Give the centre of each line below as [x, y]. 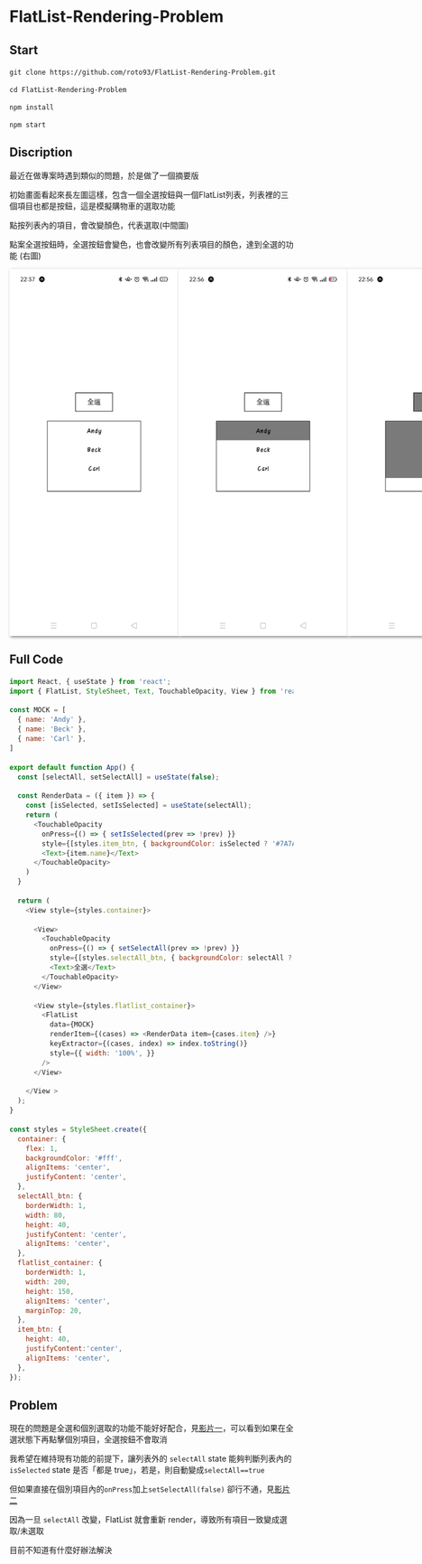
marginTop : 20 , [54, 1311]
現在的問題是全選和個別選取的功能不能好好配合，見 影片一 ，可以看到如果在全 [151, 1428]
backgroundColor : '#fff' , [74, 1158]
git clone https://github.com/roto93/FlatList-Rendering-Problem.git [143, 72]
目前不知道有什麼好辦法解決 [61, 1550]
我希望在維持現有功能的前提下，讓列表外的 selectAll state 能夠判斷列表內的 [151, 1459]
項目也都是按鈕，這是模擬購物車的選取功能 [96, 206]
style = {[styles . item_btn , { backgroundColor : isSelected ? [155, 843]
